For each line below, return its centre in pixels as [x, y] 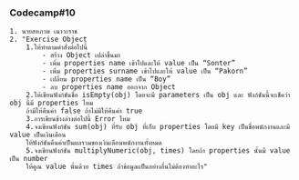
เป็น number [29, 159]
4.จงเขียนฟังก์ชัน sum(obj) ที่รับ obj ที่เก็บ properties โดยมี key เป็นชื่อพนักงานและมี [158, 127]
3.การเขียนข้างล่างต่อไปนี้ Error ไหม [78, 119]
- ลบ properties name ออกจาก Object [109, 87]
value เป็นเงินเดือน [38, 135]
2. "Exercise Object [49, 40]
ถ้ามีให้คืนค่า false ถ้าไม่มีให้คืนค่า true [84, 111]
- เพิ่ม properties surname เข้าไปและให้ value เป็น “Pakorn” [145, 71]
